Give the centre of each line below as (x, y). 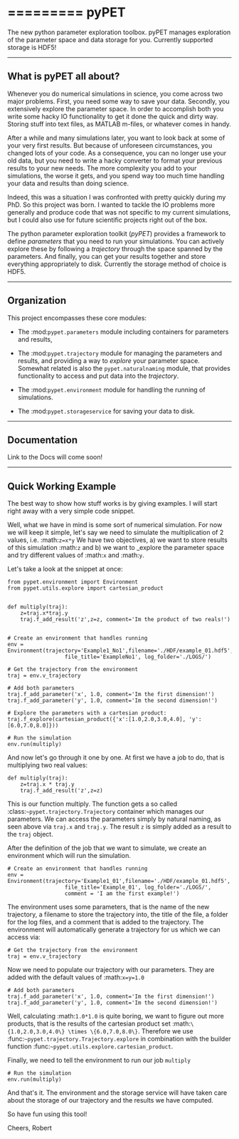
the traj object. (30, 834)
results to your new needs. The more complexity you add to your (102, 168)
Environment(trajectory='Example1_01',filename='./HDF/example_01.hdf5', (119, 882)
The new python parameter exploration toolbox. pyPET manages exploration (119, 32)
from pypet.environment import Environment (73, 582)
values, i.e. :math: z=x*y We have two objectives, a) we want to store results (117, 540)
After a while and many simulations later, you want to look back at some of (116, 138)
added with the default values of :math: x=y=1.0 (76, 977)
